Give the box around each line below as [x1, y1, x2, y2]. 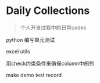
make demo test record [6, 71, 62, 78]
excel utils [6, 48, 30, 55]
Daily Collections [6, 4, 90, 17]
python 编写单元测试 [6, 36, 55, 43]
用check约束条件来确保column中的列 [6, 60, 95, 67]
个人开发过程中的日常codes [20, 24, 87, 31]
